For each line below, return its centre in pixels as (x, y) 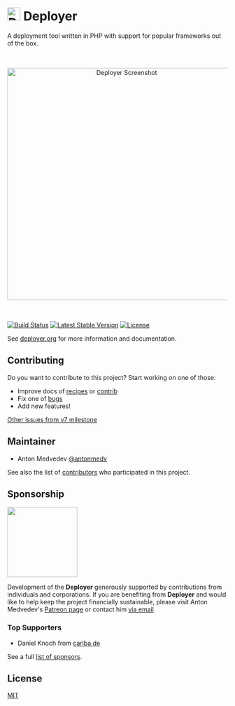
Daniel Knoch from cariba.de (59, 643)
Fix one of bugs (40, 398)
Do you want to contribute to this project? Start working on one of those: (112, 377)
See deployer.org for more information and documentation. (92, 338)
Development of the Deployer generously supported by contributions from (115, 587)
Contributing (36, 361)
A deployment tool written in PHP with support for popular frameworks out (114, 36)
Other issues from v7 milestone (52, 419)
